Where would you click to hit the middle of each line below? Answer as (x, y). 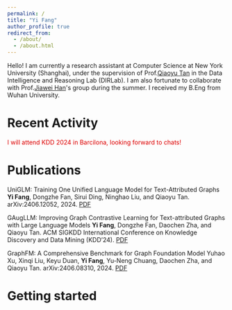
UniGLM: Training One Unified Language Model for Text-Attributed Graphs (114, 189)
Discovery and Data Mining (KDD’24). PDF (68, 239)
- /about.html (34, 46)
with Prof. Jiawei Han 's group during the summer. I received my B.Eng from (114, 88)
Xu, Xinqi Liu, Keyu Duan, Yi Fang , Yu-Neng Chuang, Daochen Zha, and (110, 260)
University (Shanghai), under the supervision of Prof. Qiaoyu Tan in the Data (115, 73)
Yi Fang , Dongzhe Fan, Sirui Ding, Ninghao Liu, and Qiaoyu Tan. (98, 197)
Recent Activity (53, 123)
